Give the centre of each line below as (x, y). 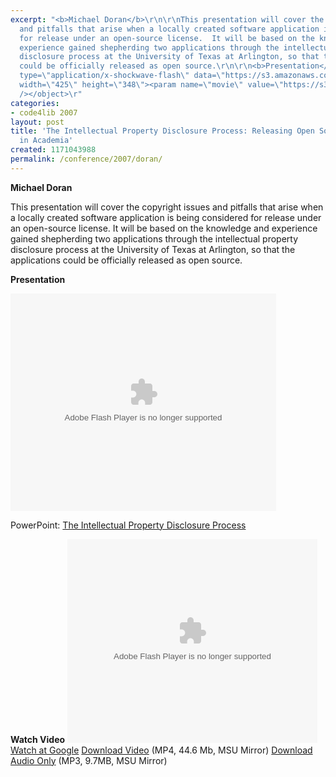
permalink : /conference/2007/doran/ (86, 159)
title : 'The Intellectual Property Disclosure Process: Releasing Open (162, 131)
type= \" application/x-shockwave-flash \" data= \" (122, 76)
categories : (35, 103)
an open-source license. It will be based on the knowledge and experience (164, 228)
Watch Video (38, 739)
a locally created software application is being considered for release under (166, 217)
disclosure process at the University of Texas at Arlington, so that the (153, 249)
